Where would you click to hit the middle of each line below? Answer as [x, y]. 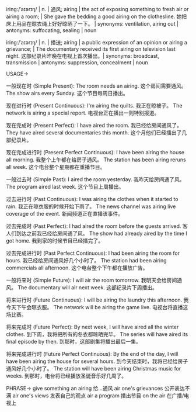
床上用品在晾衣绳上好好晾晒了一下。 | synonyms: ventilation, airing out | [92, 24]
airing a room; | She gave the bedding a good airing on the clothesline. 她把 [97, 16]
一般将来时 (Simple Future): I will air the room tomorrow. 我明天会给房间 [92, 280]
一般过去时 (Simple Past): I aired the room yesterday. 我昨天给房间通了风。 [95, 179]
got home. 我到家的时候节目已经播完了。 [55, 241]
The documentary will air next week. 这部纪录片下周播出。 [87, 288]
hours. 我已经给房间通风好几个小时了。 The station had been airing [87, 260]
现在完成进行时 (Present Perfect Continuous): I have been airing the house [95, 152]
